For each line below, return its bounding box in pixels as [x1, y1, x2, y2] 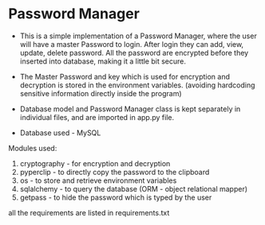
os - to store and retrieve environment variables [19, 176, 177, 185]
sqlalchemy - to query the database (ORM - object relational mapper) [19, 184, 248, 193]
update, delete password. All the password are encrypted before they [19, 48, 249, 57]
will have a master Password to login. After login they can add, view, [19, 39, 244, 48]
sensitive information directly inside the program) [19, 88, 182, 98]
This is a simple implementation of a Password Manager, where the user [19, 31, 257, 41]
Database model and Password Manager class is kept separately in [19, 104, 241, 114]
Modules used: [8, 143, 57, 153]
